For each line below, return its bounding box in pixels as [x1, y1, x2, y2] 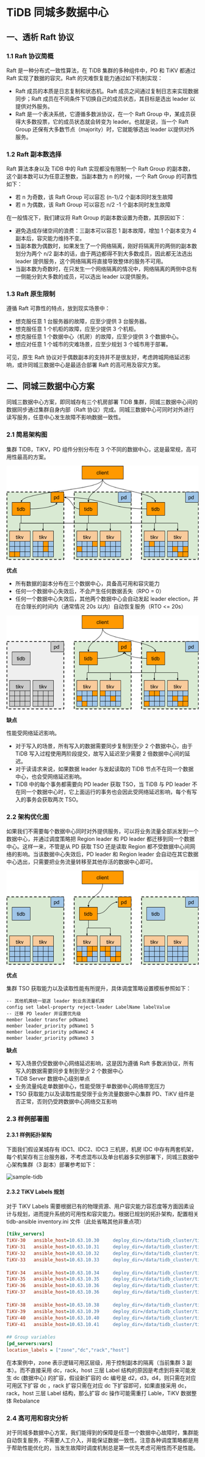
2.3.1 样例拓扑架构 [6, 1131, 52, 1138]
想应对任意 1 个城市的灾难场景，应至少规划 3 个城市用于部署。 [15, 341, 171, 348]
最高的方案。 [16, 453, 49, 461]
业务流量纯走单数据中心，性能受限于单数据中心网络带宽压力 [15, 1083, 165, 1090]
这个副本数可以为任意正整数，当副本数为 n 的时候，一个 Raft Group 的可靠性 [6, 172, 198, 180]
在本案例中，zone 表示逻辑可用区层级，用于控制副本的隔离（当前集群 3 [6, 1359, 185, 1366]
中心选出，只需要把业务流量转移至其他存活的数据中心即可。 [6, 858, 156, 866]
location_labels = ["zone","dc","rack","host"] [6, 1347, 130, 1354]
